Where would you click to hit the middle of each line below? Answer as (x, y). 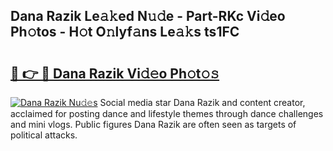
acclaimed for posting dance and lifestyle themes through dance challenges (167, 113)
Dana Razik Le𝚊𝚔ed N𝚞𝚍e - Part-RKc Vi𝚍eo (148, 16)
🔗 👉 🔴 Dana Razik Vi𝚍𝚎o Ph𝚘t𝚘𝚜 (115, 73)
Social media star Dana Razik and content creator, (202, 102)
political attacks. (44, 135)
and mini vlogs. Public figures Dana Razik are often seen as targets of (153, 124)
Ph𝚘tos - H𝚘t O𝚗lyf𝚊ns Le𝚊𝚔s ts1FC (125, 32)
